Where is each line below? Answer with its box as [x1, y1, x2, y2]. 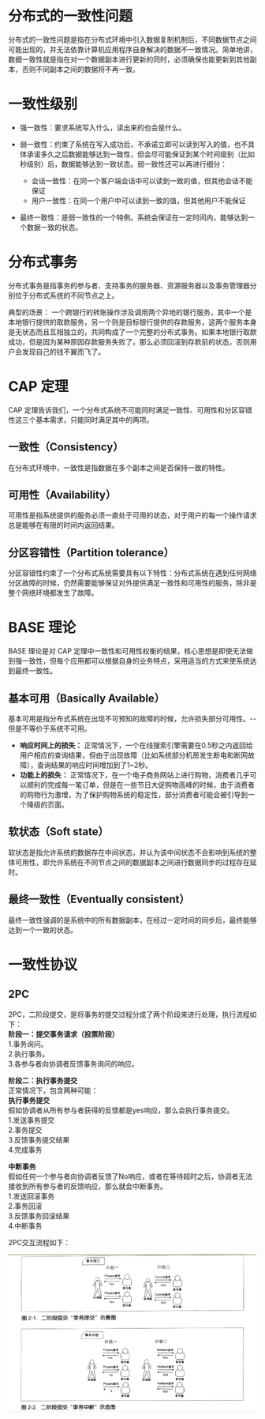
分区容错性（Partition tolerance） [8, 546, 175, 559]
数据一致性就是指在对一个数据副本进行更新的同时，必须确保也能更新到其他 [8, 55, 250, 64]
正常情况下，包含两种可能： [8, 1086, 99, 1095]
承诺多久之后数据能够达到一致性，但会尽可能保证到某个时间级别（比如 [26, 149, 255, 159]
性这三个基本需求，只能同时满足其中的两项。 [8, 415, 154, 424]
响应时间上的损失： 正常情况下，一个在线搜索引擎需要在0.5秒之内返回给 [19, 740, 254, 750]
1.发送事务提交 [8, 1115, 55, 1124]
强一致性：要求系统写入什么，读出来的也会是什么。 [19, 122, 186, 132]
